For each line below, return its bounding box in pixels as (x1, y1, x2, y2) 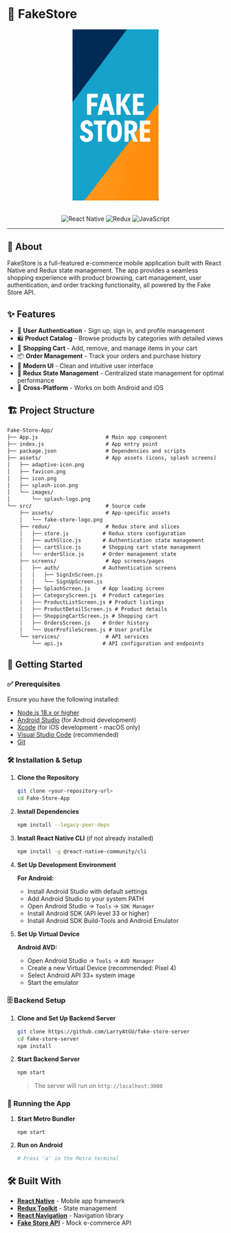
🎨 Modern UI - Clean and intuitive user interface (16, 362, 154, 370)
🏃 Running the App (7, 1099, 71, 1109)
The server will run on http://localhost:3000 (34, 1082, 163, 1090)
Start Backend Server (16, 1055, 80, 1063)
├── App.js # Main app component (7, 434, 168, 441)
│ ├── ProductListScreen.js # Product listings (19, 599, 165, 606)
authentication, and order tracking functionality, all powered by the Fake (7, 281, 211, 290)
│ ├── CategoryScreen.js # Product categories (19, 592, 165, 599)
